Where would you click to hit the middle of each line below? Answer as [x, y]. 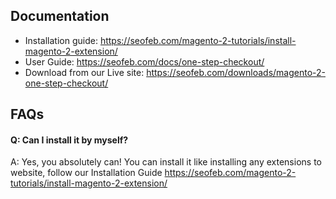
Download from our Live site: [84, 72]
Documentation [60, 16]
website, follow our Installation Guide [86, 173]
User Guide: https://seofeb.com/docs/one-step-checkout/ [144, 61]
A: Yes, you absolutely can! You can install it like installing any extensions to [166, 162]
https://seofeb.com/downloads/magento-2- [236, 72]
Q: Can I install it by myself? [69, 140]
